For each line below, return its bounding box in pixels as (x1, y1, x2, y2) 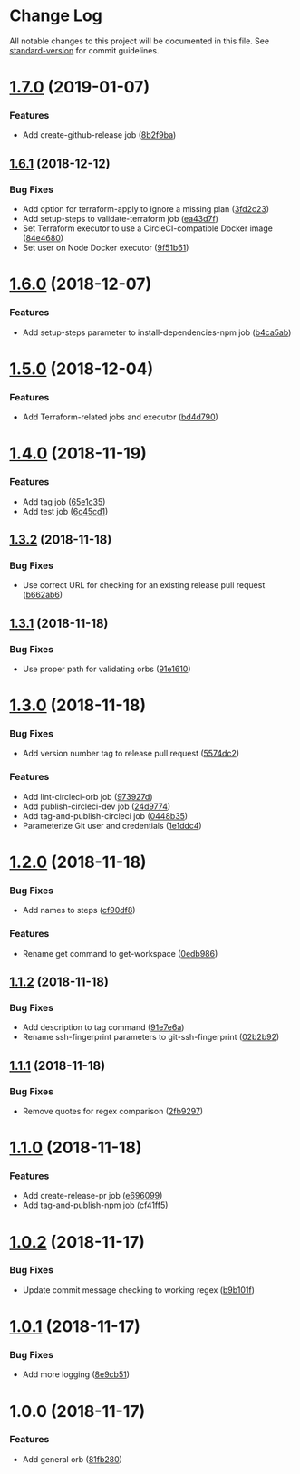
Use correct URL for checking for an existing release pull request (22, 580, 266, 591)
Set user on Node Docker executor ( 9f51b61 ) (22, 242, 189, 254)
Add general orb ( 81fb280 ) (22, 1453, 122, 1464)
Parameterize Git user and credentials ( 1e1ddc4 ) (22, 820, 202, 831)
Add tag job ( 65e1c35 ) (22, 496, 106, 507)
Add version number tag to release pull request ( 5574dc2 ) (22, 748, 240, 759)
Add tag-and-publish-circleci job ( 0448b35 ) (22, 810, 189, 821)
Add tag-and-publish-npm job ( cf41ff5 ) (22, 1199, 169, 1210)
